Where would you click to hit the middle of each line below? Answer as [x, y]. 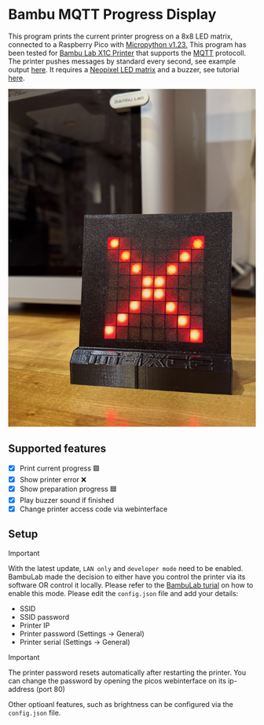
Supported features [57, 449]
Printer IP [35, 625]
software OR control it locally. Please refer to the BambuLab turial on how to [131, 585]
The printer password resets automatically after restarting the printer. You [127, 672]
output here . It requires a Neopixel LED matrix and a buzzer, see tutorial [124, 69]
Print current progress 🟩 [60, 468]
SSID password [44, 617]
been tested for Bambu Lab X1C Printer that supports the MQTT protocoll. [127, 53]
